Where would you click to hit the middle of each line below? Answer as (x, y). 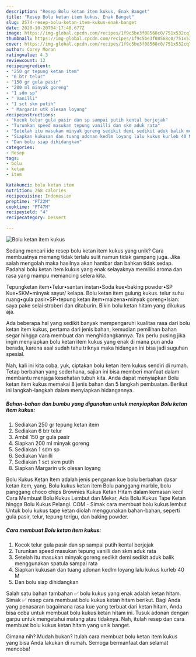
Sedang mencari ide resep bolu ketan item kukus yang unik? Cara (85, 251)
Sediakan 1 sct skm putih (44, 462)
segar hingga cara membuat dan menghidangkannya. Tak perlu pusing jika (96, 336)
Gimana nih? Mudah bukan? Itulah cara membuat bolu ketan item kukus (92, 636)
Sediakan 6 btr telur (38, 431)
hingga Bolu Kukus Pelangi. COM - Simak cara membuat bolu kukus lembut (97, 504)
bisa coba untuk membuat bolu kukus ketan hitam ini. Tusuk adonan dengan (97, 613)
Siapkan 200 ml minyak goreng (52, 443)
